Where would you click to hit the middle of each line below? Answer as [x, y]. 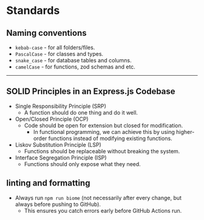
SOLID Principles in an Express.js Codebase [91, 92]
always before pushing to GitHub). [58, 204]
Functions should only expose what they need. [82, 164]
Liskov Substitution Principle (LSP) [58, 145]
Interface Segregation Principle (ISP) [61, 158]
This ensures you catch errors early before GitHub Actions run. [103, 210]
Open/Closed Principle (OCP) [52, 119]
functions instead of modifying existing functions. [110, 138]
